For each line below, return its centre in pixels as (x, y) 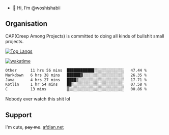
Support (19, 115)
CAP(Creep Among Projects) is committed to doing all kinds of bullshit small (85, 36)
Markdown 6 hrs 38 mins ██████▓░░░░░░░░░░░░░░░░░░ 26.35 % (76, 75)
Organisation (26, 24)
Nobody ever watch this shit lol (38, 99)
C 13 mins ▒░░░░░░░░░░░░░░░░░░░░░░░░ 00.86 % (76, 89)
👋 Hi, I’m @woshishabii (37, 8)
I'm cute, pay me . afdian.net (35, 127)
